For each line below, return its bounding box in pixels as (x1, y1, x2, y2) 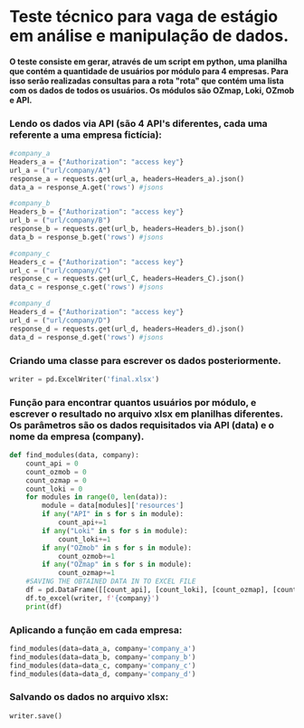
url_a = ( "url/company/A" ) (9, 166, 111, 175)
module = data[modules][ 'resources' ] (42, 501, 184, 511)
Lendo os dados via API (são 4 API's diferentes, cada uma (9, 117, 269, 129)
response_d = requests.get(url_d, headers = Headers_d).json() (9, 324, 245, 333)
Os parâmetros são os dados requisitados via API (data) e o (9, 418, 274, 431)
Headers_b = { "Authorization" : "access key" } (9, 207, 184, 216)
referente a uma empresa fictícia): (9, 129, 163, 141)
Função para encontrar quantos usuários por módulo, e (9, 396, 257, 408)
